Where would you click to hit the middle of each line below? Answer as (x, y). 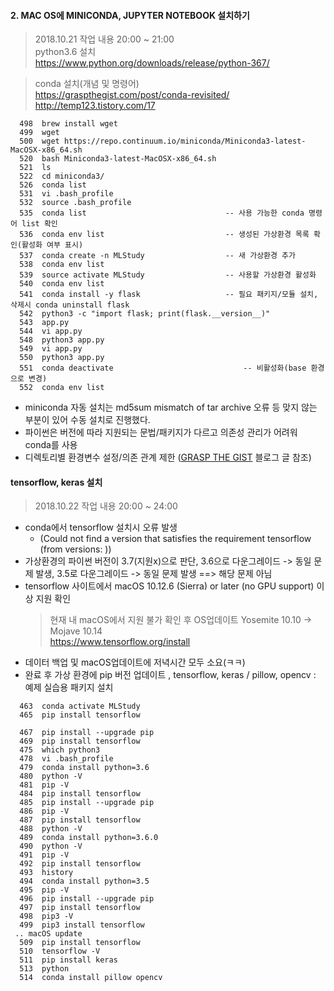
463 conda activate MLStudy (80, 706)
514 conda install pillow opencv (91, 978)
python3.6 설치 (65, 52)
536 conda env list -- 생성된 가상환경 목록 (164, 235)
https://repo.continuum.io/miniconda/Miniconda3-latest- (185, 141)
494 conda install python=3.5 (84, 881)
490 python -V (51, 846)
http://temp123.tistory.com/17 (95, 106)
